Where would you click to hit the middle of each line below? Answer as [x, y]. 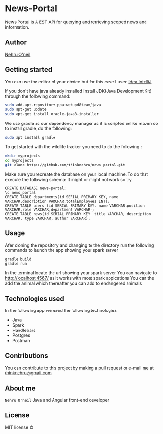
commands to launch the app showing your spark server [62, 250]
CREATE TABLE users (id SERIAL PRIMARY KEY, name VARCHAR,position [75, 206]
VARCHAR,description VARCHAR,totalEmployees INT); [57, 201]
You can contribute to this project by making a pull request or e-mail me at [80, 368]
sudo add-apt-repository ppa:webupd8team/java [53, 105]
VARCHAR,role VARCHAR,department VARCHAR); [50, 210]
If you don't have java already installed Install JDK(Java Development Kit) [78, 91]
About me [20, 388]
